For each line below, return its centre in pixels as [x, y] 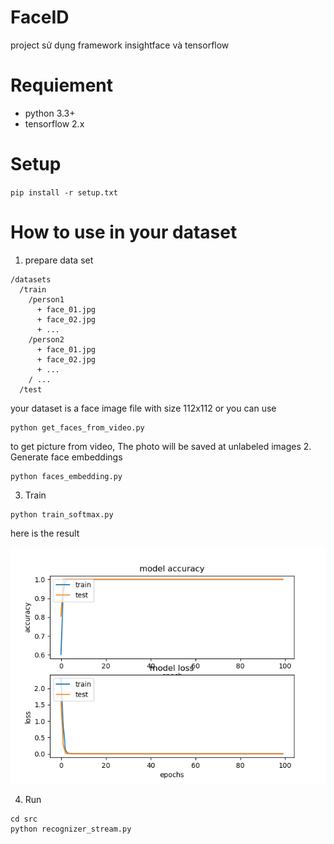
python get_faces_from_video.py [77, 427]
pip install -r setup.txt [64, 192]
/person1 [46, 299]
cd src [24, 819]
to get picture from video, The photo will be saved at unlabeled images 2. [161, 446]
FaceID [40, 17]
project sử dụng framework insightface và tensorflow [120, 45]
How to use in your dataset [124, 232]
